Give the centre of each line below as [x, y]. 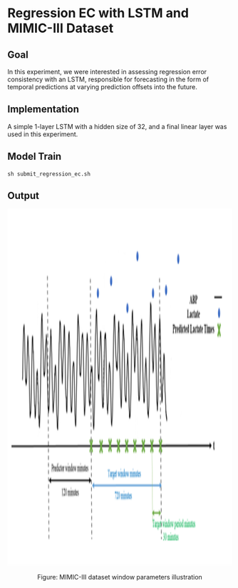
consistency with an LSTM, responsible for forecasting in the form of [108, 79]
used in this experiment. [43, 134]
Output [23, 196]
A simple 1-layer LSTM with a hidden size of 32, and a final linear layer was [117, 126]
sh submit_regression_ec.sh [49, 174]
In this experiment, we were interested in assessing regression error [107, 72]
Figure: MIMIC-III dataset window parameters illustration [120, 577]
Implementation [43, 110]
